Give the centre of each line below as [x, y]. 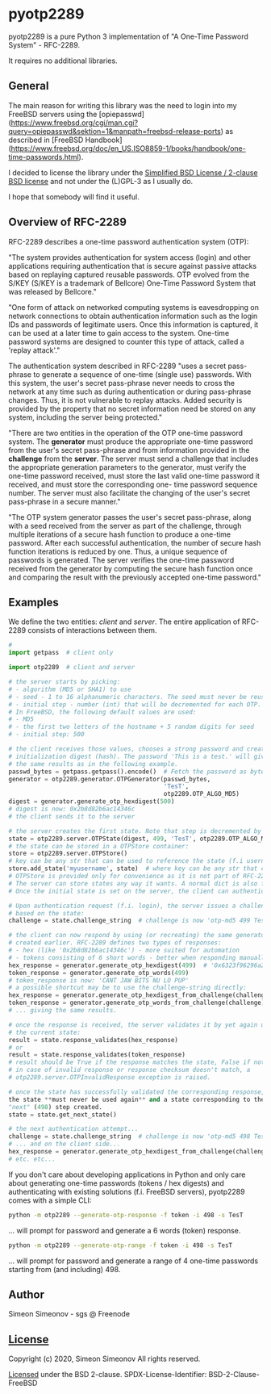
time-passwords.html [44, 157]
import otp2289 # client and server [72, 668]
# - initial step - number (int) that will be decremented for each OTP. [135, 704]
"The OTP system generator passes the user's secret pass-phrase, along [130, 517]
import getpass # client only [61, 653]
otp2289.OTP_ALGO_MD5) [202, 794]
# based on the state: [46, 913]
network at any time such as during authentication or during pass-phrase [130, 391]
